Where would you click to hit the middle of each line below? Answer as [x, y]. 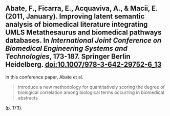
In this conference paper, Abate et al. [44, 77]
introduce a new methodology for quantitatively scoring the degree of [91, 87]
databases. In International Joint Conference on [83, 41]
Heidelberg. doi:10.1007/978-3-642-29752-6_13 [83, 64]
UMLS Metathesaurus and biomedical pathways [84, 33]
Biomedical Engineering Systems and [67, 49]
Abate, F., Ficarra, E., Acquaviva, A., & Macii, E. [81, 8]
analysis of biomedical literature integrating [77, 24]
